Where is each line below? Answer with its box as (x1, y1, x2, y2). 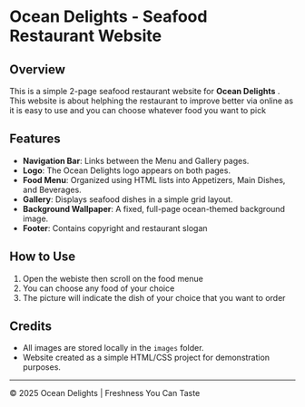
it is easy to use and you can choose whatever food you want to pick (9, 105, 266, 115)
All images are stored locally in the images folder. (22, 343, 204, 354)
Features (9, 131, 61, 147)
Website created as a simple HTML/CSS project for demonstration (22, 352, 271, 363)
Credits (9, 319, 53, 334)
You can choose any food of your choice (22, 283, 175, 294)
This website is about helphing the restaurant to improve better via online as (9, 95, 293, 106)
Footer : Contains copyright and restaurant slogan (22, 222, 208, 233)
